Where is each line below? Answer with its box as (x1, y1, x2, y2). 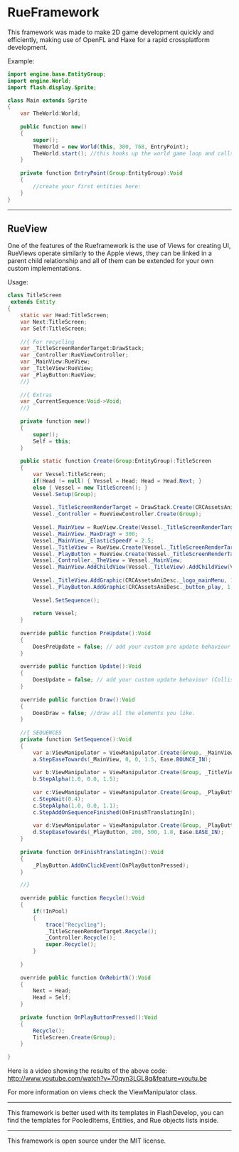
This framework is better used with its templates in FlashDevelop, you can (7, 1109, 224, 1116)
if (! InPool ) (33, 907, 69, 915)
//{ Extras (20, 391, 53, 398)
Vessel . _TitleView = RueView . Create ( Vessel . (33, 543, 167, 551)
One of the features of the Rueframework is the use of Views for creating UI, (7, 242, 231, 250)
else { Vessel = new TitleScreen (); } (33, 484, 148, 491)
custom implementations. (7, 264, 82, 273)
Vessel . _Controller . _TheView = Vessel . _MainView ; (33, 557, 183, 564)
